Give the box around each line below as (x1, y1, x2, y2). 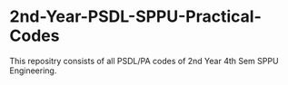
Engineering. (9, 65, 57, 76)
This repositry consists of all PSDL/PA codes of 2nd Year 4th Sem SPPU (9, 55, 279, 66)
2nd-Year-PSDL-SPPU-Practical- (9, 6, 262, 27)
